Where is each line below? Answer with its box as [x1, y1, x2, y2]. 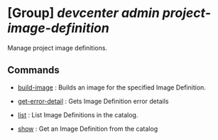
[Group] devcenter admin [7, 5, 160, 21]
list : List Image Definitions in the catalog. [17, 110, 138, 119]
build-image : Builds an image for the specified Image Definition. [17, 83, 206, 92]
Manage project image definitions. [7, 43, 108, 52]
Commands [7, 64, 60, 76]
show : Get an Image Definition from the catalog [17, 124, 158, 133]
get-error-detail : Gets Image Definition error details [17, 97, 169, 105]
